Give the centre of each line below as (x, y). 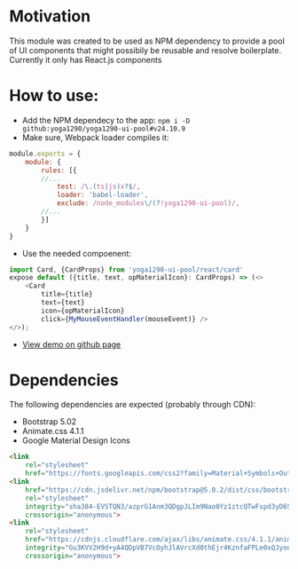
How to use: (54, 96)
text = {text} (63, 303)
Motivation (50, 16)
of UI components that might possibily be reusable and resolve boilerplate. (145, 50)
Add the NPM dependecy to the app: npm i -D (106, 120)
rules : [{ (59, 170)
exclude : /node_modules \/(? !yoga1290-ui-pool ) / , (148, 203)
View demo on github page (71, 344)
